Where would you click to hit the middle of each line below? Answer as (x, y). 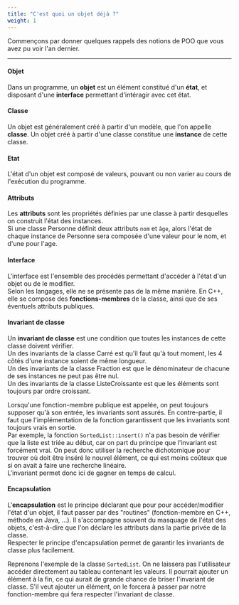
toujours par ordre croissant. (49, 391)
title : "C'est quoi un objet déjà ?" (63, 14)
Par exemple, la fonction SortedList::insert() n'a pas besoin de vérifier (114, 435)
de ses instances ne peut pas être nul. (63, 376)
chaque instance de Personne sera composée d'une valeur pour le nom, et (117, 236)
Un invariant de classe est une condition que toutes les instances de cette (117, 338)
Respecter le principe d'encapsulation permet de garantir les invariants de (116, 542)
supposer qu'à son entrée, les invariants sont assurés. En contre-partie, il (115, 412)
